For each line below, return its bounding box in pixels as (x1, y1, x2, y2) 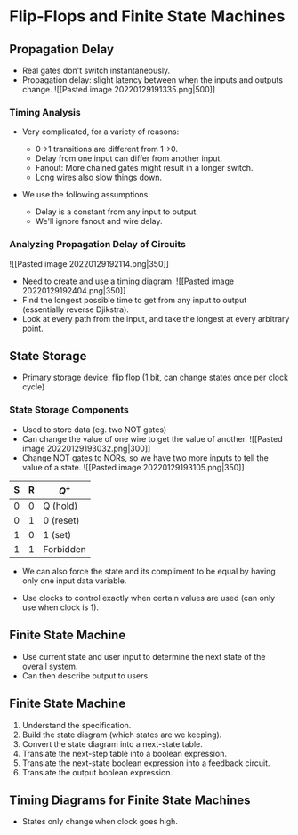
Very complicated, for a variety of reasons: (21, 126, 180, 137)
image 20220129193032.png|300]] (21, 443, 151, 454)
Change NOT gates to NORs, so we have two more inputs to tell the (21, 452, 269, 463)
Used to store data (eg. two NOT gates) (21, 424, 167, 435)
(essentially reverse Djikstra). (21, 304, 129, 315)
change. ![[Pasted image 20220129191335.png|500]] (21, 84, 216, 94)
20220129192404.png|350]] (21, 285, 126, 295)
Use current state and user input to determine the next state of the (21, 651, 266, 662)
